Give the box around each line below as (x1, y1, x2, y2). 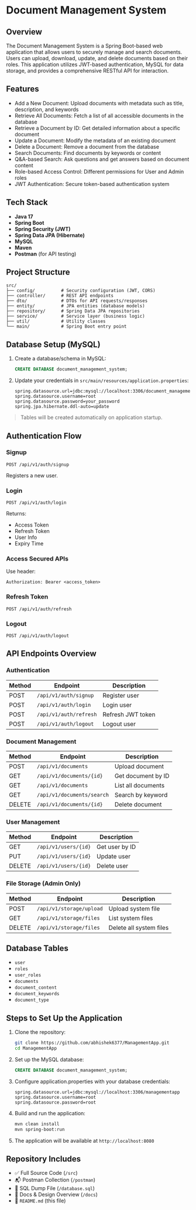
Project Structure (6, 267, 70, 277)
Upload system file (108, 905, 160, 913)
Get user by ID (96, 843, 136, 851)
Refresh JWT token (102, 710, 156, 719)
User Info (14, 534, 37, 541)
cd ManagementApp (14, 1046, 57, 1051)
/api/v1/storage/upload (37, 905, 104, 912)
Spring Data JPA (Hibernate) (14, 232, 85, 239)
